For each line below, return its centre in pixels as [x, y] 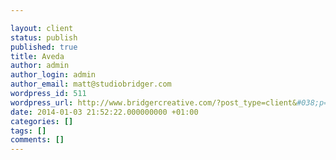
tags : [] [28, 131]
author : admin [40, 66]
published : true [44, 47]
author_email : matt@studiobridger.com [91, 84]
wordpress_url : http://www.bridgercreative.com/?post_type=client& [154, 102]
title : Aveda [37, 56]
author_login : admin [53, 75]
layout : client [42, 28]
